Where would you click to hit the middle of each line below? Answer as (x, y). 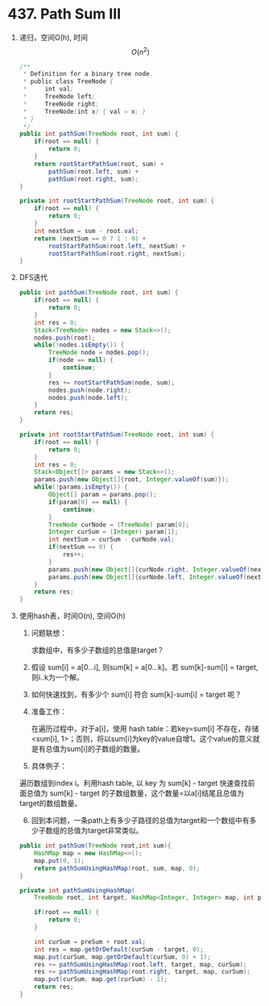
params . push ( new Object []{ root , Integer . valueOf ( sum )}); (132, 480)
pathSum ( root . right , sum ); (94, 179)
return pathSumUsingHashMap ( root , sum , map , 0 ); (117, 868)
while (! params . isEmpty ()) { (81, 487)
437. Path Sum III (64, 14)
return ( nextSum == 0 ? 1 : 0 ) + (90, 239)
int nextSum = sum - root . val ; (87, 231)
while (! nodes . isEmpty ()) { (79, 345)
